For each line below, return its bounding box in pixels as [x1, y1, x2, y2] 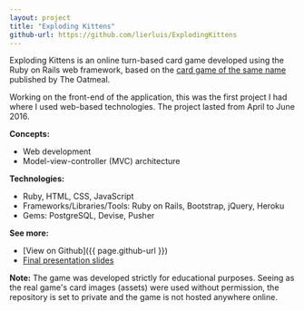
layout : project [9, 13, 71, 23]
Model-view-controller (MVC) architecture [22, 156, 181, 167]
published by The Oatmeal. [9, 74, 111, 85]
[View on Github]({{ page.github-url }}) [22, 246, 168, 257]
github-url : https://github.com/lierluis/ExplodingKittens [9, 30, 238, 39]
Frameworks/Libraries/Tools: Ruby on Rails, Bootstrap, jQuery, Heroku [22, 200, 285, 211]
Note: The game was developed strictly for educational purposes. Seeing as [9, 273, 295, 284]
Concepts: [9, 129, 50, 140]
